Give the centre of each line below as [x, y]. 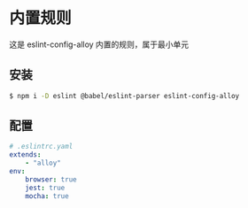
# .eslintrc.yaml [41, 147]
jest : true [45, 188]
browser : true [51, 179]
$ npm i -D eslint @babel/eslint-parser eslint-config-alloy [124, 96]
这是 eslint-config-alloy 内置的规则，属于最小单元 [99, 44]
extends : [25, 155]
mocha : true [47, 196]
